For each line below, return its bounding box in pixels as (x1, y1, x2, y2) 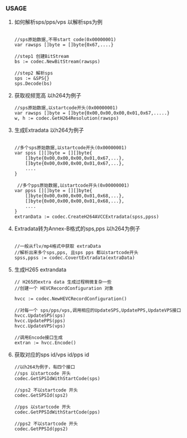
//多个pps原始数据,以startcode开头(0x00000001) (17, 183, 130, 189)
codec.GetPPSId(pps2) (14, 426, 68, 432)
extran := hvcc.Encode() (14, 340, 76, 346)
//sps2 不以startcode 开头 (14, 387, 78, 393)
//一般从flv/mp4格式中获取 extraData (14, 243, 101, 249)
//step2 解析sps (14, 70, 53, 76)
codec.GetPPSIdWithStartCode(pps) (14, 409, 100, 415)
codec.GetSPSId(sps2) (14, 393, 68, 399)
